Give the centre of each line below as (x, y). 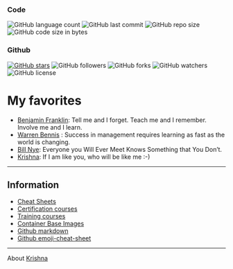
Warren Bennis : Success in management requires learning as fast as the (121, 134)
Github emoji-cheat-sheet (54, 238)
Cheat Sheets (37, 202)
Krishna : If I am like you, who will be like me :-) (84, 157)
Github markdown (43, 231)
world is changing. (44, 142)
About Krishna (28, 259)
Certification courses (47, 209)
